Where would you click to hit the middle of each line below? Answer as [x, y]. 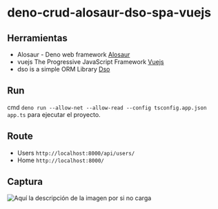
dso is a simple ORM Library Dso [63, 69]
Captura [25, 182]
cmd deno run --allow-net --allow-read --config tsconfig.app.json [107, 107]
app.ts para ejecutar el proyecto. [54, 114]
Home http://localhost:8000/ [61, 160]
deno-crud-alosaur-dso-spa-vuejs [109, 13]
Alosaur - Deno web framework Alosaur [73, 54]
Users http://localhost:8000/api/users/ [76, 153]
